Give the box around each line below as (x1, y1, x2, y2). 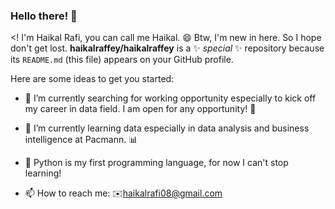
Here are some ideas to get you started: (10, 73, 175, 85)
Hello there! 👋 (10, 9, 78, 23)
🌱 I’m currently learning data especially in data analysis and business (24, 122, 310, 134)
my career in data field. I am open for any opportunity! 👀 (24, 103, 257, 115)
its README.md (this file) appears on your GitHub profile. (10, 54, 234, 66)
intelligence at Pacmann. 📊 (24, 134, 138, 146)
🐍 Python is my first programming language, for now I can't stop (24, 157, 289, 169)
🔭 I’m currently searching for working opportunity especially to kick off (24, 92, 317, 104)
